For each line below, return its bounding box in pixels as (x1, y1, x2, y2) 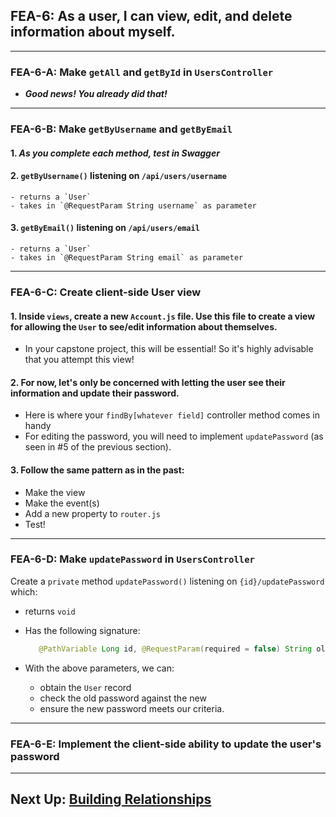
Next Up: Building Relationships (10, 791, 212, 808)
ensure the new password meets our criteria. (39, 702, 225, 714)
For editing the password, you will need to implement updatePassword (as (24, 430, 324, 443)
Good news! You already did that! (24, 88, 168, 100)
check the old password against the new (39, 692, 207, 704)
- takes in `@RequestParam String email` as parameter (10, 253, 244, 263)
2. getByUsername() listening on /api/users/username (10, 170, 227, 182)
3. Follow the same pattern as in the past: (10, 464, 185, 476)
